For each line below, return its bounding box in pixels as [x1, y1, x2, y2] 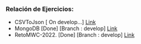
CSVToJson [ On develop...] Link [14, 19, 96, 26]
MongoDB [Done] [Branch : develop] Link [14, 25, 117, 32]
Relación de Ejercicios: [5, 5, 74, 13]
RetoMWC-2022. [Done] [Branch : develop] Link [14, 31, 135, 39]
